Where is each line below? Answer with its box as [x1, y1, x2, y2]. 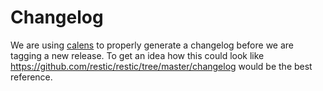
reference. [10, 71, 53, 83]
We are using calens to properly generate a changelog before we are [10, 39, 294, 51]
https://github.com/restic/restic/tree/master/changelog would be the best [10, 60, 313, 72]
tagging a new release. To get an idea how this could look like [10, 49, 265, 61]
